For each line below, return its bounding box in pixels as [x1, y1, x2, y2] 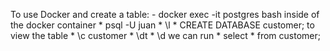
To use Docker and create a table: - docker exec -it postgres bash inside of [10, 9, 320, 20]
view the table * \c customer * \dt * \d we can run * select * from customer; [10, 30, 321, 41]
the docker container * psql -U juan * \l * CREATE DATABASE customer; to [10, 19, 315, 31]
